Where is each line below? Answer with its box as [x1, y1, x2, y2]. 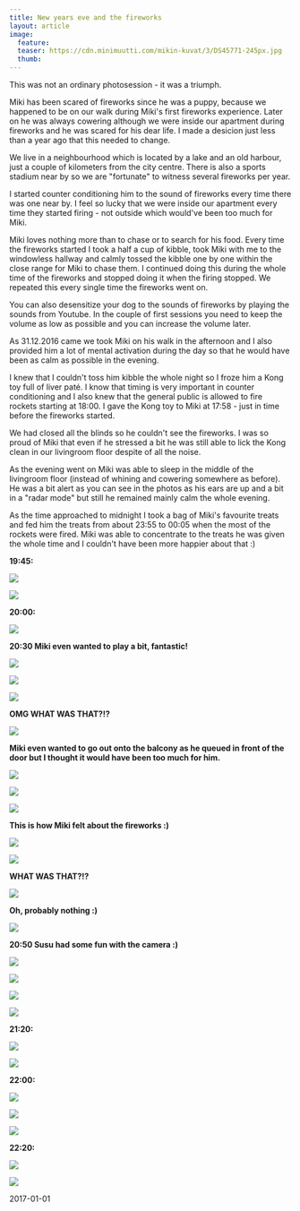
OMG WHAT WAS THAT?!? [9, 709, 110, 719]
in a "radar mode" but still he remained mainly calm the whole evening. [9, 493, 270, 502]
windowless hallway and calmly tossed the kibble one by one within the [9, 253, 273, 264]
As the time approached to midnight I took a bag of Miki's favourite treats [9, 510, 279, 520]
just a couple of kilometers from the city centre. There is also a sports [9, 162, 266, 172]
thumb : [17, 55, 42, 64]
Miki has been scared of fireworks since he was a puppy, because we [9, 97, 267, 107]
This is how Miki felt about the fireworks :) [9, 820, 170, 830]
